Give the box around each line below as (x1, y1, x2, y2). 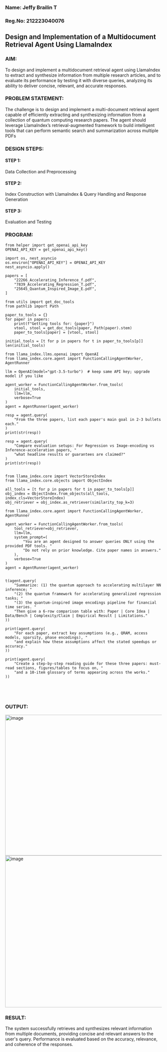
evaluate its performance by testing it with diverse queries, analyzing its (5, 77, 153, 83)
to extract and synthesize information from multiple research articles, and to (5, 72, 161, 78)
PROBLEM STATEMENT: (5, 95, 64, 102)
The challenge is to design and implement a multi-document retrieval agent (5, 106, 159, 112)
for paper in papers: (5, 317, 50, 322)
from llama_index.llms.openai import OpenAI (5, 352, 99, 357)
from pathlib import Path (5, 303, 59, 309)
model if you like (5, 373, 43, 379)
